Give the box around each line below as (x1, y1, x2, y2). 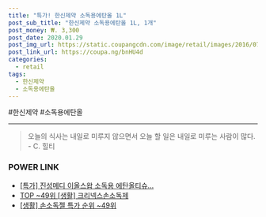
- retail (15, 63, 44, 71)
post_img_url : (8, 41, 55, 49)
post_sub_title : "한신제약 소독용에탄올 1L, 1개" (8, 19, 157, 27)
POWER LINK (8, 162, 59, 173)
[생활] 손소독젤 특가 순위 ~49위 (19, 200, 117, 210)
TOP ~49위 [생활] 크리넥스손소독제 (19, 190, 129, 200)
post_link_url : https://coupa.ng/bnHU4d (8, 48, 144, 56)
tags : (8, 70, 26, 78)
